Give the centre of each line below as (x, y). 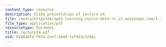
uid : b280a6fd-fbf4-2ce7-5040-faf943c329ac (51, 37)
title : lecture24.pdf (27, 32)
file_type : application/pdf (34, 23)
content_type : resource (30, 10)
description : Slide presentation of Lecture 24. (56, 14)
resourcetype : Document (30, 28)
